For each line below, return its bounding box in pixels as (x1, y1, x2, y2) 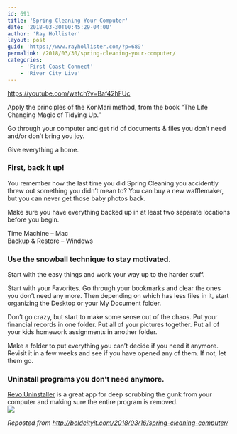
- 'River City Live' (20, 69, 81, 76)
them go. (7, 357, 34, 365)
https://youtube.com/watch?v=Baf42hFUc (7, 89, 131, 98)
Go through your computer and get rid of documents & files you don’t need (7, 124, 226, 132)
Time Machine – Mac (7, 229, 69, 237)
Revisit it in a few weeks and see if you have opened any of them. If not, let (7, 349, 226, 358)
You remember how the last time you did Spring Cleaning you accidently (7, 178, 219, 188)
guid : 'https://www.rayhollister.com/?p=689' (7, 43, 144, 50)
